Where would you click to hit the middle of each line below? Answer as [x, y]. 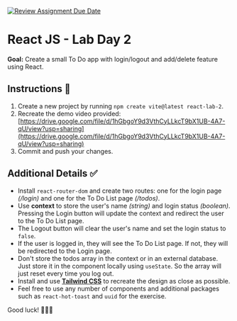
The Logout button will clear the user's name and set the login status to [122, 228]
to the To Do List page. [51, 220]
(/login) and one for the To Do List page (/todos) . [89, 198]
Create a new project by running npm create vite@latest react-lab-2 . [121, 106]
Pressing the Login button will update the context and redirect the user [121, 213]
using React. [26, 67]
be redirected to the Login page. [65, 251]
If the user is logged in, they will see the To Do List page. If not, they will [123, 243]
